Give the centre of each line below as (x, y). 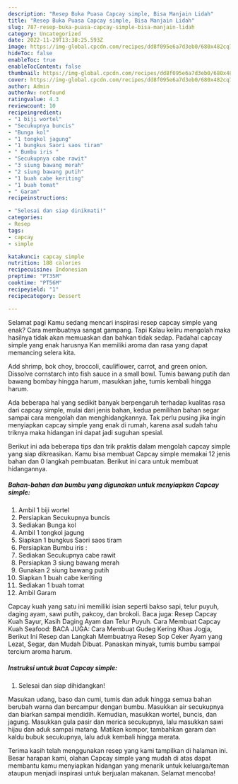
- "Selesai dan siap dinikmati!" (57, 211)
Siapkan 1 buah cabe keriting (60, 578)
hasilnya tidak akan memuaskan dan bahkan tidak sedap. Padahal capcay (115, 338)
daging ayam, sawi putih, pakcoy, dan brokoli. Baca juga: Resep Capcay (113, 614)
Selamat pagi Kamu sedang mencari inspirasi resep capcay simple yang (113, 322)
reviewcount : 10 (32, 106)
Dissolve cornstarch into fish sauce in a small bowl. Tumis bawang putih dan (119, 374)
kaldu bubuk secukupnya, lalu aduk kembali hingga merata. (94, 737)
